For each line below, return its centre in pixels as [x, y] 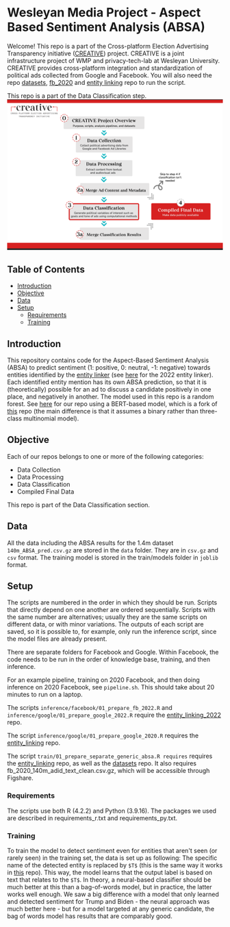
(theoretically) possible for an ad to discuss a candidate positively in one [109, 389]
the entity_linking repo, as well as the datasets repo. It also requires [102, 763]
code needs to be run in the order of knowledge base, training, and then [109, 659]
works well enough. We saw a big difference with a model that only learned [113, 894]
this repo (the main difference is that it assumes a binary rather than [103, 411]
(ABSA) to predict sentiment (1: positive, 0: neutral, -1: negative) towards [109, 367]
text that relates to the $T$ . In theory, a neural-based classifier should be [109, 880]
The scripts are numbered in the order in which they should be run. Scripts [112, 602]
